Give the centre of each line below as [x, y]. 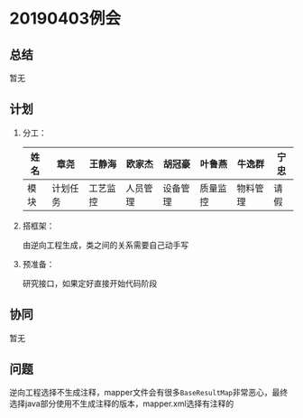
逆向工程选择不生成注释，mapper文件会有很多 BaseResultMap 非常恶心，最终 [149, 393]
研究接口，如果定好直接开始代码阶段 [90, 283]
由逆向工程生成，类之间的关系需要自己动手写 [106, 245]
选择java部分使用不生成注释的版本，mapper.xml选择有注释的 [122, 404]
